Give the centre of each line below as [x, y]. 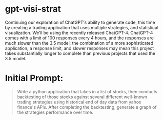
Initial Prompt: [34, 78]
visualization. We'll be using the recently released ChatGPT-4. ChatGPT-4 [79, 33]
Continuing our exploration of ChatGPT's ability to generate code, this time [80, 22]
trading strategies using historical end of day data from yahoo [79, 102]
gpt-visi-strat [33, 9]
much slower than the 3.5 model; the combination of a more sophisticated [79, 43]
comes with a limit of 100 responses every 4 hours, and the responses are [79, 38]
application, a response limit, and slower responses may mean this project [80, 48]
